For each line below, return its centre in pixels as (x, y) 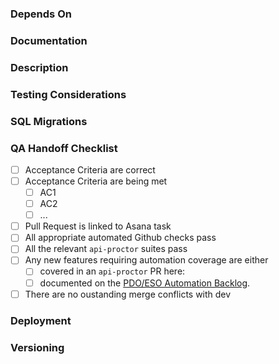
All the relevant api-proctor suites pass (106, 249)
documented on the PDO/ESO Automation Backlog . (145, 283)
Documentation (49, 40)
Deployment (41, 320)
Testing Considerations (68, 94)
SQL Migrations (49, 121)
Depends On (41, 14)
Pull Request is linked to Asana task (98, 226)
